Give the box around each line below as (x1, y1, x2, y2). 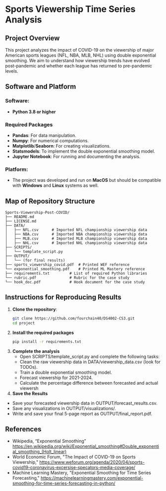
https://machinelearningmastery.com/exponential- (40, 475, 144, 481)
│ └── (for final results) (5, 258, 65, 263)
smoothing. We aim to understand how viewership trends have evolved (5, 58, 150, 63)
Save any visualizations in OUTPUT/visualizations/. (12, 405, 116, 411)
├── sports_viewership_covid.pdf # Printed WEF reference (5, 262, 130, 267)
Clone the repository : (12, 306, 57, 312)
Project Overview (5, 34, 60, 42)
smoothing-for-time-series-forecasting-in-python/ (12, 481, 115, 487)
